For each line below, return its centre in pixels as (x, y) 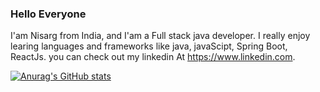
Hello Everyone (48, 14)
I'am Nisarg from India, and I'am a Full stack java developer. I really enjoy (160, 36)
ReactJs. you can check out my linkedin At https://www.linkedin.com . (153, 57)
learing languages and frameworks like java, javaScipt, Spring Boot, (149, 46)
